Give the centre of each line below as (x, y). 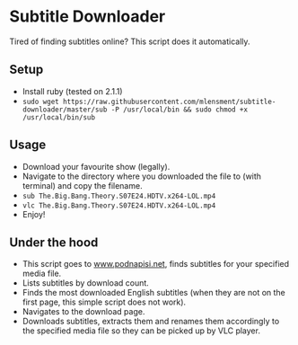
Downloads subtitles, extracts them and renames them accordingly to (151, 322)
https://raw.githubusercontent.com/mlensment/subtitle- (169, 102)
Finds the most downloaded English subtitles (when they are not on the (153, 293)
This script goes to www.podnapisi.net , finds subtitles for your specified (156, 264)
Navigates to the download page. (83, 312)
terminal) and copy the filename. (82, 185)
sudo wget (41, 102)
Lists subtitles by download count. (86, 283)
